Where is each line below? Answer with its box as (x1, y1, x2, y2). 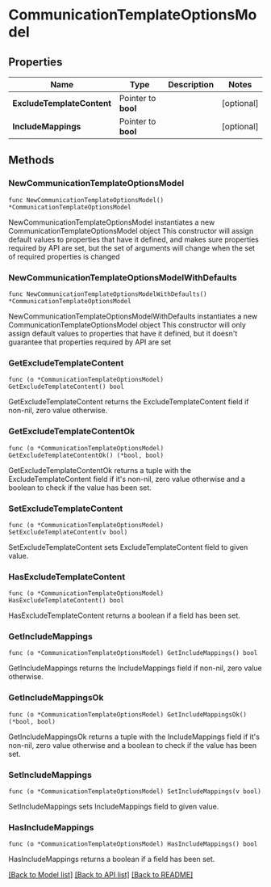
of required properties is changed (8, 251, 120, 261)
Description (168, 79, 215, 90)
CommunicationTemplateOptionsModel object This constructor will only (8, 319, 246, 329)
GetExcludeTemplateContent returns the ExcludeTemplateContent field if (8, 397, 249, 407)
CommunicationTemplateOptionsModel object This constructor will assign (8, 226, 254, 235)
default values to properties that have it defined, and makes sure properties (8, 234, 260, 244)
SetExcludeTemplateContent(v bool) (8, 528, 128, 536)
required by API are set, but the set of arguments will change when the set (8, 243, 256, 252)
